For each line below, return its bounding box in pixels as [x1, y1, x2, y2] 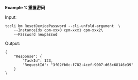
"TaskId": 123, [22, 58, 53, 63]
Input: [5, 14, 17, 20]
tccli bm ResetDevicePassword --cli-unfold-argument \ [5, 24, 121, 28]
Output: [5, 40, 20, 46]
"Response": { [14, 54, 42, 59]
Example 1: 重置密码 [5, 5, 45, 10]
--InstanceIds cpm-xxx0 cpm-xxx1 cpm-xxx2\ [14, 28, 103, 33]
